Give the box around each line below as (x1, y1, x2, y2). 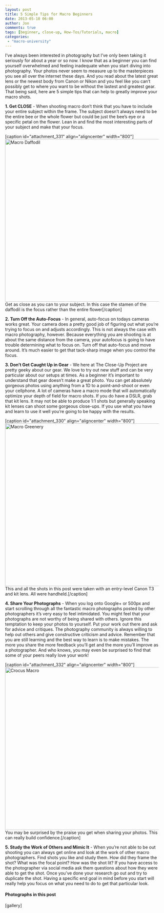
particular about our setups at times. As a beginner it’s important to (5, 372, 140, 378)
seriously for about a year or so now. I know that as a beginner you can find (5, 57, 157, 63)
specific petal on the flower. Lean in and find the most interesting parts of (5, 119, 153, 124)
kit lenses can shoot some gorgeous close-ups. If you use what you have (5, 403, 152, 409)
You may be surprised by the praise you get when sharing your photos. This (5, 830, 158, 835)
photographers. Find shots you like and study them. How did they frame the (5, 854, 157, 860)
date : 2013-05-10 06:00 (5, 16, 54, 21)
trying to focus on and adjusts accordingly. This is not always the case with (5, 326, 156, 332)
